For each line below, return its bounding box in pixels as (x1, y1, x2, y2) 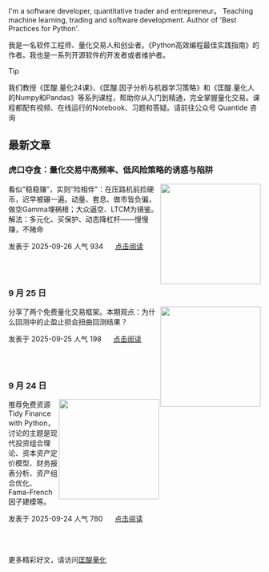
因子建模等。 (8, 497, 50, 506)
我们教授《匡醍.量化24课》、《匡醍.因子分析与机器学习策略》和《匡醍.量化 (8, 83, 248, 92)
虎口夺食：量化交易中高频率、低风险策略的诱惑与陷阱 (8, 164, 214, 175)
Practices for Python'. (8, 24, 80, 33)
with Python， (8, 418, 55, 428)
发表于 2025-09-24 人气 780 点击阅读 (8, 514, 143, 524)
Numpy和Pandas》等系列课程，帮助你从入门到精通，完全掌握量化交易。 (14, 93, 254, 102)
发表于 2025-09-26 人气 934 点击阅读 (8, 241, 144, 251)
